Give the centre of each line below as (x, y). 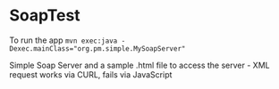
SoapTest (45, 16)
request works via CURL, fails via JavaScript (91, 74)
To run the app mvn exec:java (63, 40)
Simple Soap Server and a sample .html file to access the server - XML (139, 65)
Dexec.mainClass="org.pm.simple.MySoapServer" (97, 49)
